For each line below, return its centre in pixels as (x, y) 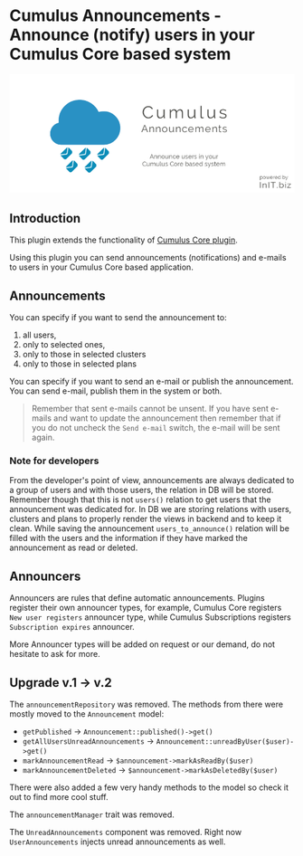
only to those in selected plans (80, 364)
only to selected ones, (64, 345)
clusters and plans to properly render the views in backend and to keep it (146, 519)
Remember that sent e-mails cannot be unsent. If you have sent (150, 409)
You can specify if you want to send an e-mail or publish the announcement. (151, 382)
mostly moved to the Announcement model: (87, 714)
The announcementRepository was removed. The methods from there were (146, 704)
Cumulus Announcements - (115, 16)
